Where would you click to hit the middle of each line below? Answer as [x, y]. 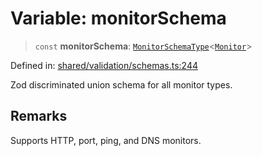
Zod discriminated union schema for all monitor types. [121, 84]
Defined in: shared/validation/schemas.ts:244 [104, 65]
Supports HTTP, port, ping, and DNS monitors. [106, 140]
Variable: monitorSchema [118, 18]
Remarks [39, 116]
